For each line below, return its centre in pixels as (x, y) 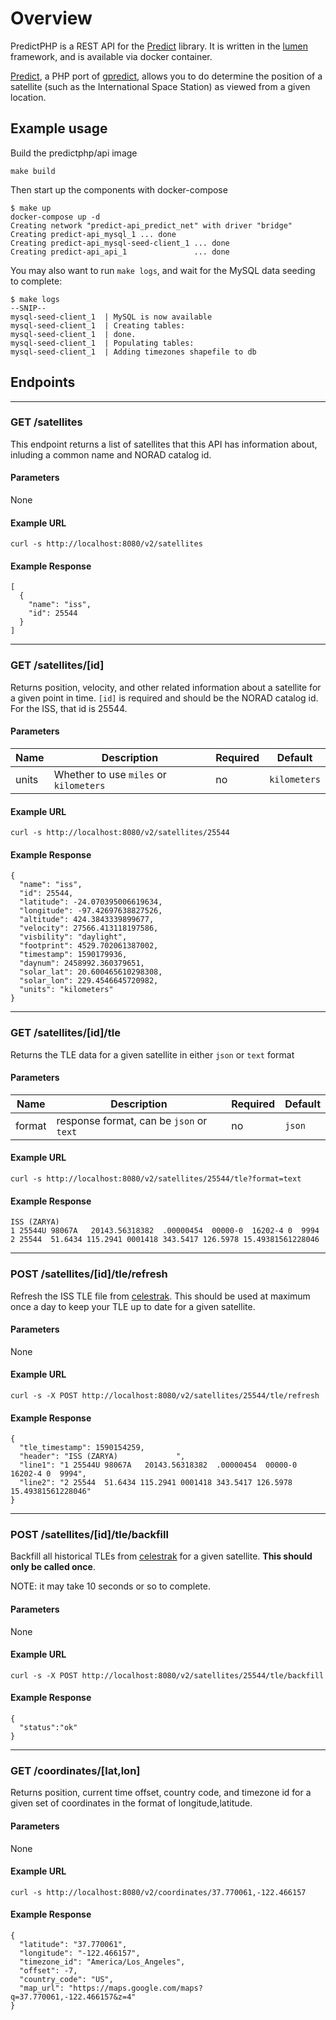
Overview (51, 18)
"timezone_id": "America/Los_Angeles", (102, 1962)
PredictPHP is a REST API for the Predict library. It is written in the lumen (159, 46)
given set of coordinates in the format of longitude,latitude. (131, 1803)
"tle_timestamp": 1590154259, (82, 1448)
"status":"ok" (48, 1728)
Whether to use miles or (110, 774)
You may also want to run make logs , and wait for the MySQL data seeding (163, 270)
